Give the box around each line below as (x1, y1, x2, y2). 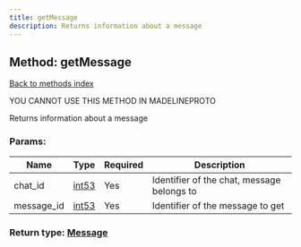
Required (104, 158, 144, 171)
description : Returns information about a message (9, 21, 202, 30)
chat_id (13, 179, 45, 192)
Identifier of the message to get (151, 199, 285, 211)
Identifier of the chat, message (151, 174, 281, 186)
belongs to (151, 184, 197, 197)
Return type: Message (9, 226, 108, 238)
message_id (13, 199, 64, 211)
